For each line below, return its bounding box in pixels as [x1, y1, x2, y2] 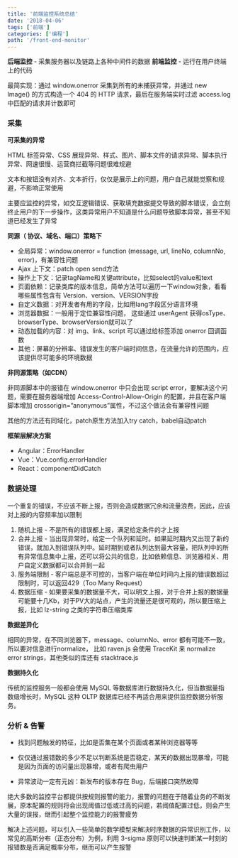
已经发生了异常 [13, 217, 57, 225]
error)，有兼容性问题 [17, 256, 79, 264]
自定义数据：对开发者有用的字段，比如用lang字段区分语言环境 [17, 300, 198, 309]
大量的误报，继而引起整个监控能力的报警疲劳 [7, 810, 138, 819]
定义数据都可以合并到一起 [30, 560, 105, 569]
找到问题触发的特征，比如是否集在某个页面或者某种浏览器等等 [17, 738, 198, 746]
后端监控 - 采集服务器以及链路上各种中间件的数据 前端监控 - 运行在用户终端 [7, 58, 227, 66]
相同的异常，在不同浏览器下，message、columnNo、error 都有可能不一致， [7, 635, 229, 643]
